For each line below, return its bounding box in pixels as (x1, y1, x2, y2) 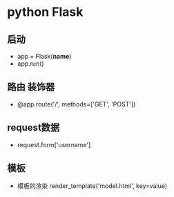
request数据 (7, 122, 60, 133)
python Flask (7, 4, 84, 20)
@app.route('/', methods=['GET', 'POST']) (17, 100, 136, 108)
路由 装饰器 (7, 81, 55, 93)
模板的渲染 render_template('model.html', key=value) (17, 182, 168, 190)
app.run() (17, 59, 44, 68)
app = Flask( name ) (17, 53, 72, 60)
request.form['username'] (17, 140, 91, 149)
